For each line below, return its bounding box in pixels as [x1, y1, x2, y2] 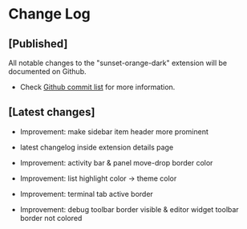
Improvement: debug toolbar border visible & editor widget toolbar [19, 204, 239, 214]
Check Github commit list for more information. [19, 82, 176, 92]
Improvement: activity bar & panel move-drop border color [19, 157, 213, 167]
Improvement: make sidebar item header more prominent [19, 126, 209, 137]
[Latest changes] [8, 105, 95, 119]
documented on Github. [8, 67, 87, 76]
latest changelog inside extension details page [19, 142, 174, 152]
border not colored [19, 213, 83, 223]
